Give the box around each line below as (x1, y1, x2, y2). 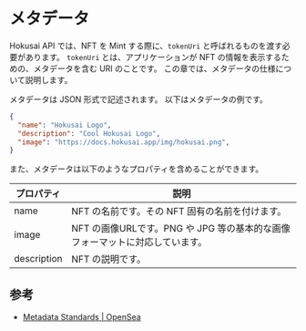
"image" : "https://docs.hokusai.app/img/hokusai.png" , (17, 138, 230, 147)
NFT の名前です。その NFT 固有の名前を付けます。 (71, 205, 287, 218)
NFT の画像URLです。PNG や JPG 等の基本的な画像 (71, 222, 291, 235)
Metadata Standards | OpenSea (22, 312, 141, 323)
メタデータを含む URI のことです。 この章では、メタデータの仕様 (33, 63, 276, 74)
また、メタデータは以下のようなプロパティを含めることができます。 (9, 163, 264, 174)
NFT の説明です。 (71, 253, 147, 265)
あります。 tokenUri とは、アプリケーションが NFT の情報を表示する (25, 51, 282, 62)
